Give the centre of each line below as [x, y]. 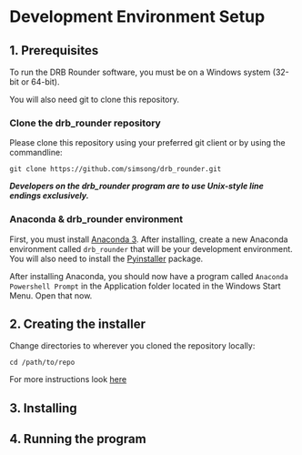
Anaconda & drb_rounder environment [96, 219]
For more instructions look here [68, 379]
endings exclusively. [49, 196]
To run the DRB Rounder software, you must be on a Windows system [140, 72]
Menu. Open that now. [51, 295]
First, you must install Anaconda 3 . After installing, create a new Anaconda [149, 239]
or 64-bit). [40, 82]
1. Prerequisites [54, 51]
